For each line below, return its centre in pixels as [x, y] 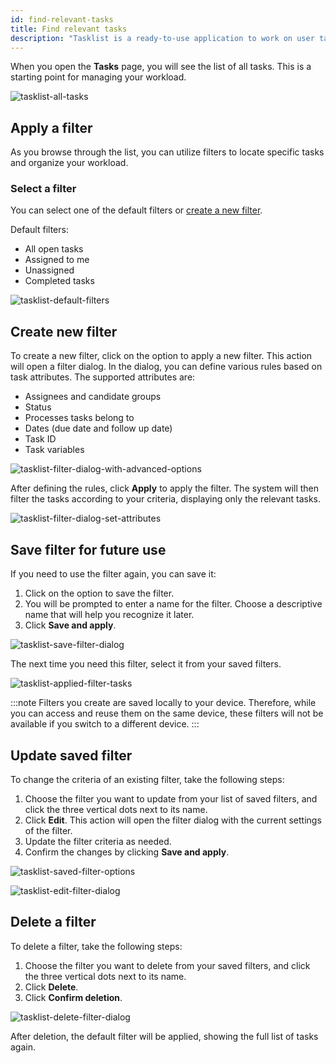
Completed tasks [59, 281]
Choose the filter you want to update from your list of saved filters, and [171, 798]
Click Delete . [51, 987]
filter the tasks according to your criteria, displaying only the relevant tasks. [166, 499]
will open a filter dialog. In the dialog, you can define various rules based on [166, 367]
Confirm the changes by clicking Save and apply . [127, 852]
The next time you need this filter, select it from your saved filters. [146, 664]
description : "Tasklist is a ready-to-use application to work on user [162, 38]
